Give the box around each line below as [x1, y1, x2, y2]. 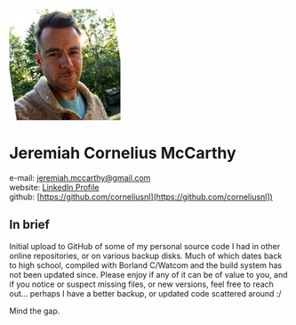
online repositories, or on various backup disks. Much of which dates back [9, 250, 283, 261]
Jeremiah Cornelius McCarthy [9, 143, 237, 164]
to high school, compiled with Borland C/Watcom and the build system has [9, 259, 283, 271]
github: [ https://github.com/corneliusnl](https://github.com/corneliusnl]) [9, 191, 273, 202]
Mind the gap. [9, 305, 60, 316]
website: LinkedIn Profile [9, 182, 100, 192]
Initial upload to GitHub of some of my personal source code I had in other [9, 240, 281, 251]
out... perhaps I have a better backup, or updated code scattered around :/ [9, 288, 282, 298]
